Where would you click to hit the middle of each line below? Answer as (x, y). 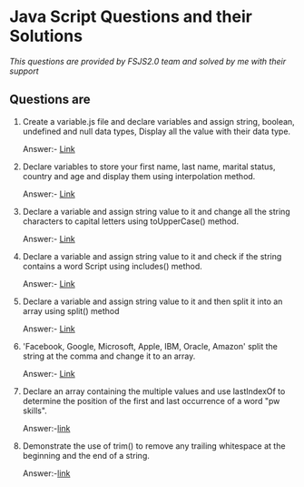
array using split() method (71, 310)
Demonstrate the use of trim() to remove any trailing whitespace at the (154, 446)
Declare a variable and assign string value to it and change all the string (156, 211)
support (24, 71)
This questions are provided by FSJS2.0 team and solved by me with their (148, 61)
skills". (34, 411)
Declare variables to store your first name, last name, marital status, (149, 167)
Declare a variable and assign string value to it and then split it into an (152, 301)
